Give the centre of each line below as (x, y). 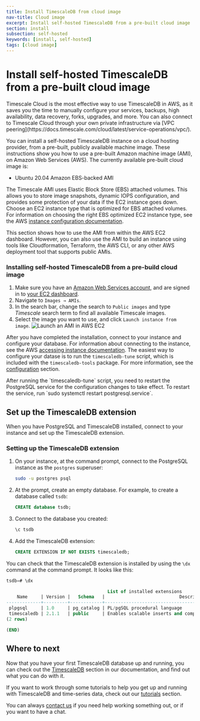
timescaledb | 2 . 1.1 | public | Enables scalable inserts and (96, 614)
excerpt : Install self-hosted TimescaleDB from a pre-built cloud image (98, 23)
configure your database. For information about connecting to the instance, (99, 343)
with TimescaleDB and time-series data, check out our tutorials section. (94, 694)
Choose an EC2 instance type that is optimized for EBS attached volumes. (97, 208)
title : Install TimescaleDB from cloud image (63, 12)
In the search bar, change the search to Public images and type (93, 307)
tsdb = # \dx (20, 581)
